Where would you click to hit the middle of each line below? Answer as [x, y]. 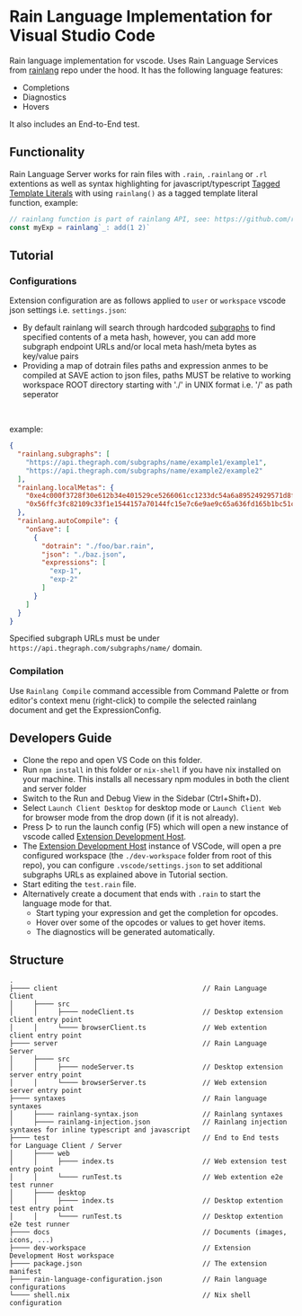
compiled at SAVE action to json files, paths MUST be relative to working [156, 376]
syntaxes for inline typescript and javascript [100, 1130]
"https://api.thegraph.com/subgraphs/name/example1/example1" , [147, 462]
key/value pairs [50, 356]
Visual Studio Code [82, 36]
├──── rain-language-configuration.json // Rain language [138, 1280]
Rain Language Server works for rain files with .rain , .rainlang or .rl [138, 173]
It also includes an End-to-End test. [75, 124]
